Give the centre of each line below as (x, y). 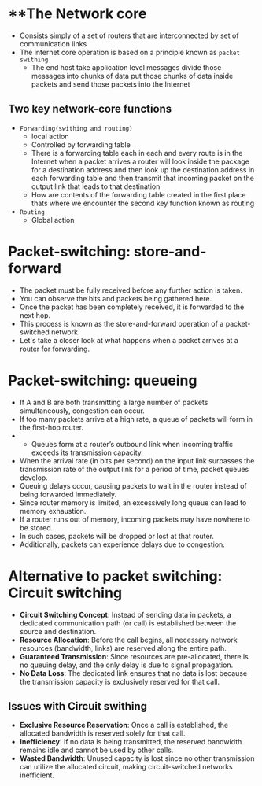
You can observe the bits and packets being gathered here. (116, 298)
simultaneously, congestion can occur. (82, 411)
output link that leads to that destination (96, 186)
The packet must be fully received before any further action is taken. (131, 290)
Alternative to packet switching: (115, 576)
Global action (53, 220)
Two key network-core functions (90, 109)
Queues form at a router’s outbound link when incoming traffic (132, 444)
